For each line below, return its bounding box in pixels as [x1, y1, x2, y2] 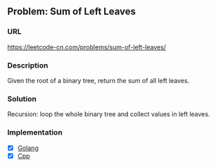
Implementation [7, 128, 63, 137]
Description [7, 60, 49, 70]
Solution [7, 94, 37, 104]
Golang [17, 144, 39, 152]
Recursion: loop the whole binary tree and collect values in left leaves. [7, 110, 210, 118]
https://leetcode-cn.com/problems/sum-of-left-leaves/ [7, 42, 167, 51]
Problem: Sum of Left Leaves [7, 6, 136, 18]
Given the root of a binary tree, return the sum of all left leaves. [7, 76, 190, 85]
